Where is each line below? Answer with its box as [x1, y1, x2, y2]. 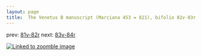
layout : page [6, 8, 39, 15]
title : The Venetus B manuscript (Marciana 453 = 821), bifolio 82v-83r [6, 14, 197, 20]
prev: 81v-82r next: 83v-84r [6, 31, 76, 38]
